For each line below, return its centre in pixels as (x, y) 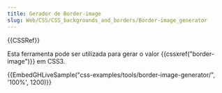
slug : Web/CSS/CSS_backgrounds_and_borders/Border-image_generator (108, 20)
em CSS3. (51, 61)
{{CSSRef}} (24, 40)
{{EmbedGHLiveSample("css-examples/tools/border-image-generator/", (111, 75)
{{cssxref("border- (188, 54)
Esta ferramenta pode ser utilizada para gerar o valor (83, 54)
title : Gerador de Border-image (54, 14)
